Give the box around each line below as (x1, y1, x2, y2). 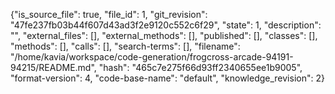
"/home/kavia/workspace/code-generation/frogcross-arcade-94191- (10, 51, 294, 63)
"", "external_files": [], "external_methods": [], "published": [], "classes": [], (10, 30, 318, 41)
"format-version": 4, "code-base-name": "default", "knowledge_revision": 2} (10, 72, 325, 84)
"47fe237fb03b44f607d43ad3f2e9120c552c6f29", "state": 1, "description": (10, 19, 322, 31)
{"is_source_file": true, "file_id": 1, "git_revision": (10, 9, 208, 20)
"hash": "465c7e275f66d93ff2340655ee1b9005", (98, 62, 303, 73)
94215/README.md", (10, 62, 97, 73)
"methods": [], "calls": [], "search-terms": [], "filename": (10, 40, 241, 52)
